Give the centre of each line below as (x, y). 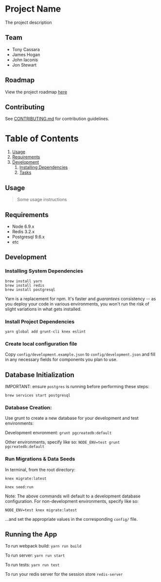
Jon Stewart (24, 65)
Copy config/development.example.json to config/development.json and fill (80, 354)
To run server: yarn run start (35, 555)
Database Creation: (28, 408)
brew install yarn (24, 281)
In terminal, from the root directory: (40, 469)
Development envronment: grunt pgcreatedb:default (58, 433)
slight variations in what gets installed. (43, 309)
